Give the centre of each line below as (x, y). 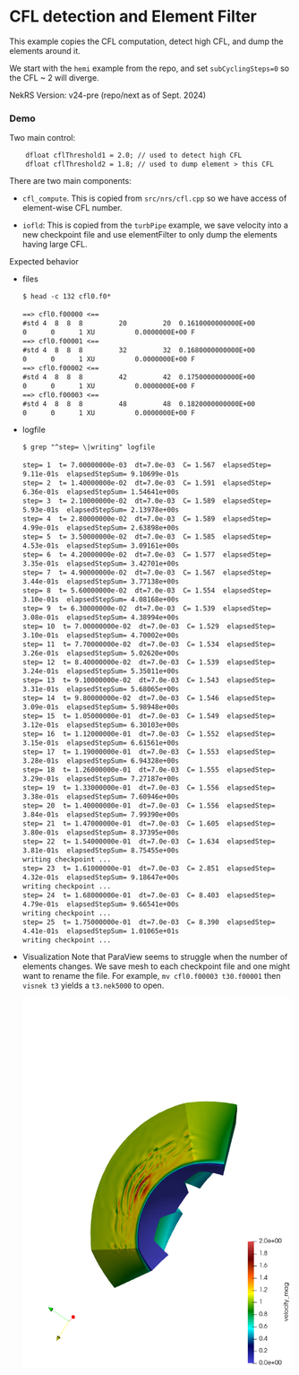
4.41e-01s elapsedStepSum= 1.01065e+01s (100, 931)
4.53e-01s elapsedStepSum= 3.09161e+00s (100, 546)
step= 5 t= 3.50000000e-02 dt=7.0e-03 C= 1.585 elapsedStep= (146, 537)
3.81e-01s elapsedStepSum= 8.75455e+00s (100, 851)
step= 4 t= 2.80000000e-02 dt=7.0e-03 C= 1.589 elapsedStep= (146, 519)
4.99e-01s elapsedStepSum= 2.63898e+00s (100, 528)
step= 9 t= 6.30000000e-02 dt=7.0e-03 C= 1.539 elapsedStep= (146, 609)
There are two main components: (70, 181)
